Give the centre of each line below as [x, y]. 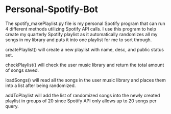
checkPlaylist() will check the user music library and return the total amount [85, 65]
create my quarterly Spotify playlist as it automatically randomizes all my [81, 34]
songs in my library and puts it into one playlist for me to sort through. [79, 40]
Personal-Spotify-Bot [52, 9]
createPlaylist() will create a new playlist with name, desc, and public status [85, 49]
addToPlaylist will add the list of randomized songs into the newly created [83, 95]
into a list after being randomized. [41, 85]
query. [12, 106]
